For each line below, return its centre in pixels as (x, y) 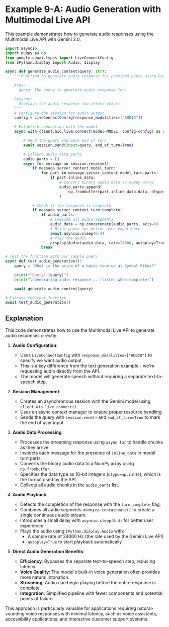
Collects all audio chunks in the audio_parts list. (69, 485)
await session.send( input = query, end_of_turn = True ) (79, 145)
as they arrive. (35, 447)
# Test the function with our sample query (52, 257)
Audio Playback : (30, 495)
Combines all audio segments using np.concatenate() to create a (87, 510)
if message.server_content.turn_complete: (77, 210)
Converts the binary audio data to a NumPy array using (77, 464)
